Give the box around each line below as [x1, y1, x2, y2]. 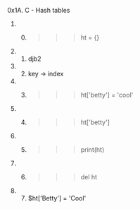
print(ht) [80, 145, 105, 154]
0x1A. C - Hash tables [7, 6, 70, 14]
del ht [80, 173, 97, 181]
